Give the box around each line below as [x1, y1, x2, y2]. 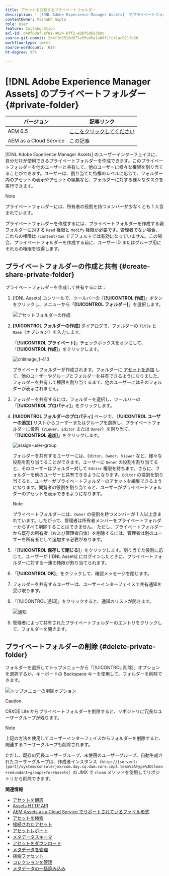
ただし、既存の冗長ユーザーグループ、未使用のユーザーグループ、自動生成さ [5, 752, 163, 758]
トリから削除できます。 [5, 776, 54, 782]
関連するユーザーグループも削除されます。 [5, 742, 93, 748]
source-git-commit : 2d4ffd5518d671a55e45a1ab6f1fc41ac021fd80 [5, 36, 138, 41]
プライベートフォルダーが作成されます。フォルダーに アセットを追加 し [12, 367, 160, 373]
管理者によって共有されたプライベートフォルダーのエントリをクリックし [12, 620, 162, 626]
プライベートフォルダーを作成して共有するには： [5, 284, 107, 290]
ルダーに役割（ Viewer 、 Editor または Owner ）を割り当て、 [12, 426, 133, 432]
